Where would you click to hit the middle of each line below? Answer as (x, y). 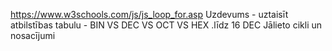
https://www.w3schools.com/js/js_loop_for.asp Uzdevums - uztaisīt (149, 14)
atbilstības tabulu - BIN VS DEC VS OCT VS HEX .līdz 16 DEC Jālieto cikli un (166, 25)
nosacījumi (33, 35)
